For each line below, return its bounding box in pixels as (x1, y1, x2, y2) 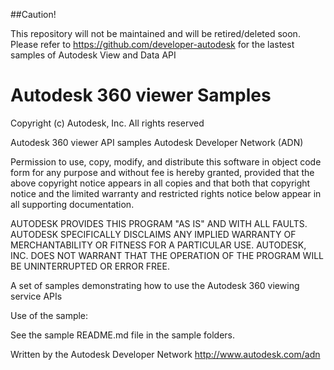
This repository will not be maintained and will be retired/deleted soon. (10, 28, 301, 39)
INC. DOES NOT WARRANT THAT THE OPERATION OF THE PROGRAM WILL (10, 249, 324, 261)
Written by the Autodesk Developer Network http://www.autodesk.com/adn (10, 348, 321, 360)
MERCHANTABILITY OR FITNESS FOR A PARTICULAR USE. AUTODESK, (10, 239, 307, 251)
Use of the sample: (10, 309, 89, 321)
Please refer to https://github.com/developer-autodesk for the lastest (10, 39, 295, 50)
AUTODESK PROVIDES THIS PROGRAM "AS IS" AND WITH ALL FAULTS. (10, 217, 308, 229)
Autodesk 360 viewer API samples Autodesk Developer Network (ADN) (10, 136, 304, 148)
